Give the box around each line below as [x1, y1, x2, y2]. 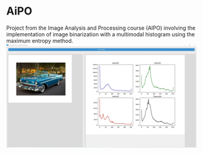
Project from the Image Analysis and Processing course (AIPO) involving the [6, 24, 196, 31]
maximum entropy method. [6, 37, 74, 44]
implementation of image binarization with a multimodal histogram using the [6, 30, 195, 37]
